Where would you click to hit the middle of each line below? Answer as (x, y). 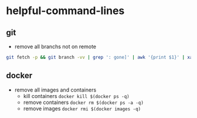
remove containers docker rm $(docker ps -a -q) (83, 102)
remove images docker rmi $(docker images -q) (82, 108)
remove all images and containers (55, 90)
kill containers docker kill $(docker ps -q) (77, 96)
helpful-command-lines (65, 11)
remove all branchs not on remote (55, 46)
